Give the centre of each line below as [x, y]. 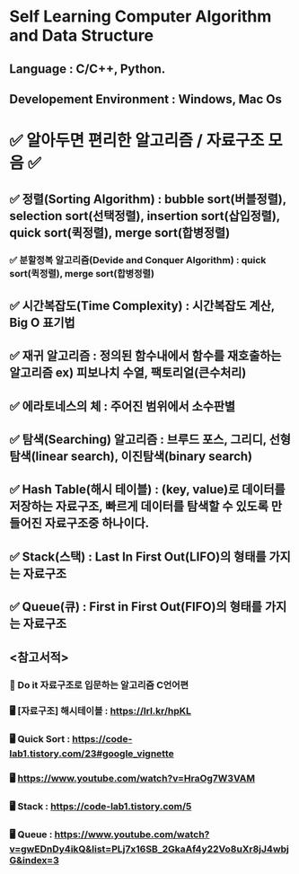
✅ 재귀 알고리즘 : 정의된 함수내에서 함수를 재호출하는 [145, 356]
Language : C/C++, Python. [88, 69]
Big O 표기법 [42, 322]
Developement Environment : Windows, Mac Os [146, 99]
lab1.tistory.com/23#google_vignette [92, 754]
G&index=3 [35, 861]
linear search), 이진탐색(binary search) [144, 457]
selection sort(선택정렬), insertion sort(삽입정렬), [145, 216]
